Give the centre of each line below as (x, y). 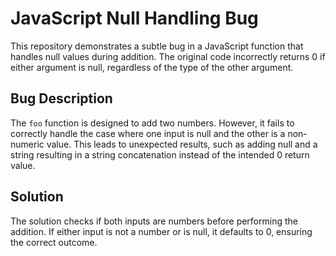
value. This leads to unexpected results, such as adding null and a (182, 144)
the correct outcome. (54, 242)
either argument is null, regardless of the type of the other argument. (152, 67)
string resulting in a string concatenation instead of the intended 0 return (160, 154)
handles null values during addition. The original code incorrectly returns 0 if (168, 56)
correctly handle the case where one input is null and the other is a (148, 133)
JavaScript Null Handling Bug (134, 18)
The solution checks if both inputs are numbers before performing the (154, 221)
